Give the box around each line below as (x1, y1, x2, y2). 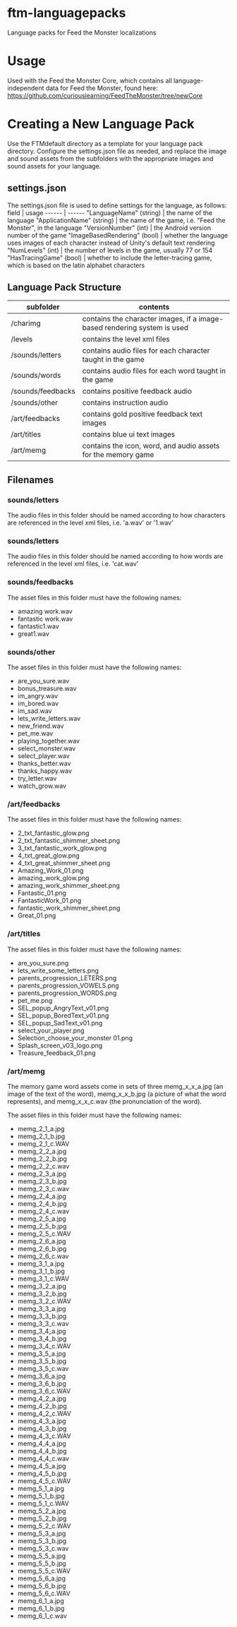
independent (7, 83, 44, 92)
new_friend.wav (17, 721, 64, 731)
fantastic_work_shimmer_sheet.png (17, 904, 121, 913)
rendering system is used (104, 323, 189, 333)
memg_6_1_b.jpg (17, 1604, 65, 1612)
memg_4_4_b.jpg (17, 1446, 67, 1455)
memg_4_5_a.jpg (17, 1461, 66, 1470)
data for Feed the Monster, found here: (45, 83, 159, 92)
